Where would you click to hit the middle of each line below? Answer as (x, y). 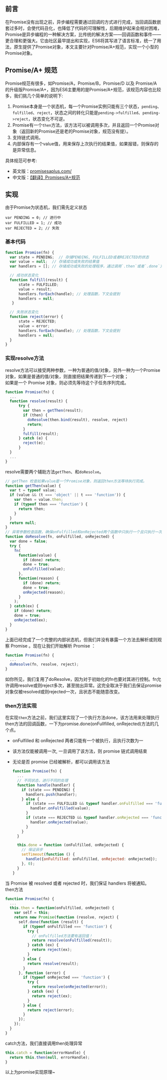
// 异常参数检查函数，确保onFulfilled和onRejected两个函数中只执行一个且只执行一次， (85, 532)
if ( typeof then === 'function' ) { (51, 504)
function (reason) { (38, 579)
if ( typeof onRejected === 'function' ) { (67, 978)
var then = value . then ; (39, 500)
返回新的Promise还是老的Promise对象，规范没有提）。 (76, 131)
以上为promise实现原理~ (30, 1072)
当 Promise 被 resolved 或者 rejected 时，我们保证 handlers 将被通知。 (77, 883)
